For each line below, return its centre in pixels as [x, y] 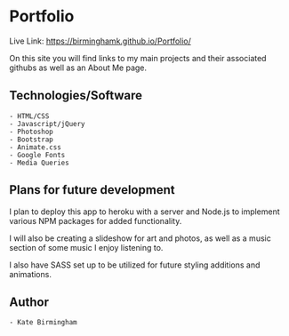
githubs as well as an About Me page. [78, 68]
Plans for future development [92, 190]
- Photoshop [31, 132]
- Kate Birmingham [43, 323]
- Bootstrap [31, 140]
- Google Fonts [37, 155]
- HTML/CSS [29, 116]
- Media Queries [39, 163]
